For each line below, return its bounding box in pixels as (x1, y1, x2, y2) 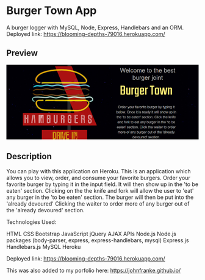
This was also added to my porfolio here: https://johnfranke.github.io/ (6, 267, 181, 274)
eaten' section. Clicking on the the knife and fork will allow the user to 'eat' (6, 187, 194, 194)
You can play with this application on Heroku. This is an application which (6, 167, 191, 174)
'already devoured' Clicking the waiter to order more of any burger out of (6, 199, 190, 207)
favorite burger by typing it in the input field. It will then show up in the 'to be (6, 181, 199, 188)
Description (6, 151, 52, 162)
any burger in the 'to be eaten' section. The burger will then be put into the (6, 193, 194, 201)
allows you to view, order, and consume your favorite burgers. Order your (6, 174, 190, 181)
